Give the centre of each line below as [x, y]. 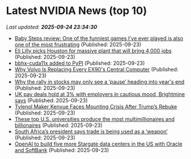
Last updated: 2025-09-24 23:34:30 [52, 27]
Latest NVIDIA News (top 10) [77, 11]
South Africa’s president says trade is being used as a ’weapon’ [91, 131]
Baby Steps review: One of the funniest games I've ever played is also [99, 38]
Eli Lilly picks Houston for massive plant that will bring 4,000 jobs [93, 50]
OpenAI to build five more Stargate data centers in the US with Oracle [98, 144]
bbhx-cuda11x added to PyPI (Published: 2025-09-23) [80, 63]
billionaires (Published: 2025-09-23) [58, 125]
